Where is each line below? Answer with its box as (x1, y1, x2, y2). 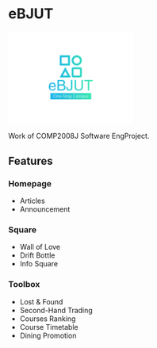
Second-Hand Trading (19, 305, 93, 315)
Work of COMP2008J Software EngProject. (8, 132, 150, 141)
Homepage (8, 178, 52, 189)
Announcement (19, 204, 71, 214)
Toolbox (8, 279, 40, 290)
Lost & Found (19, 296, 63, 306)
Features (8, 154, 53, 167)
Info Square (19, 259, 58, 269)
